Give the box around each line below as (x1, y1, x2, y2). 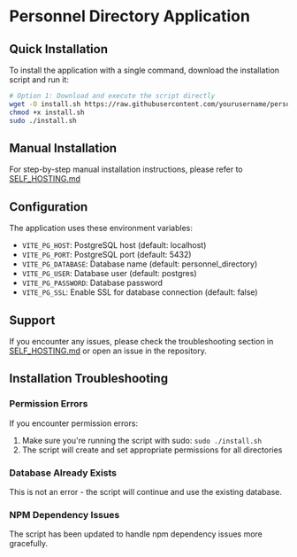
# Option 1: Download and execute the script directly (9, 91, 216, 100)
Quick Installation (9, 42, 109, 57)
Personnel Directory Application (9, 6, 250, 27)
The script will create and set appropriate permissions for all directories (21, 445, 283, 455)
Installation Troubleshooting (9, 371, 169, 386)
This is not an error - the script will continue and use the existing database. (9, 486, 283, 497)
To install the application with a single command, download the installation (9, 65, 280, 75)
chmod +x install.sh (9, 108, 86, 117)
